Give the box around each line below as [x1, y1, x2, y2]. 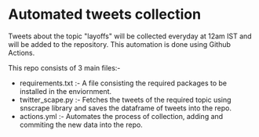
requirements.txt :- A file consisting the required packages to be [19, 78, 228, 88]
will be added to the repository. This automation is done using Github [8, 39, 232, 49]
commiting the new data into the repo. [19, 120, 143, 129]
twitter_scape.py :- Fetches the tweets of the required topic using [19, 95, 232, 104]
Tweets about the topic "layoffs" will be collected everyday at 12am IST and [8, 31, 253, 41]
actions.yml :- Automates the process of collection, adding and [19, 111, 224, 121]
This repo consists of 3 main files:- [8, 63, 121, 72]
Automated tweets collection [8, 5, 202, 23]
